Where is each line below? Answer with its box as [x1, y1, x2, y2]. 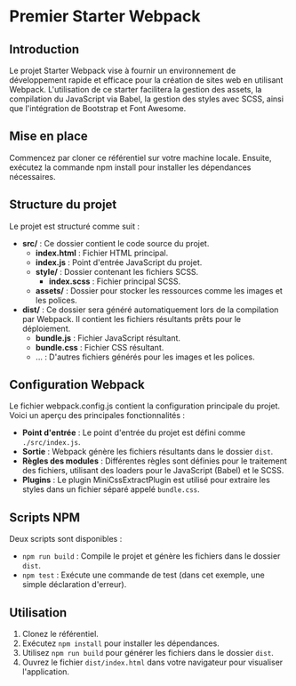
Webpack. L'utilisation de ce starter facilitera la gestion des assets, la [9, 85, 262, 94]
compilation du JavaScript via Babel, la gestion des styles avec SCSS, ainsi [9, 93, 284, 104]
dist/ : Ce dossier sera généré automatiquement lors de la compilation [21, 304, 279, 315]
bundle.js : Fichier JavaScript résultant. [35, 332, 180, 343]
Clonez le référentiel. [21, 629, 100, 640]
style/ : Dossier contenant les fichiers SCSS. [35, 266, 199, 277]
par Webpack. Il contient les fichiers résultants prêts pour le [21, 313, 242, 324]
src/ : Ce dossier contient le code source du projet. [21, 238, 210, 248]
